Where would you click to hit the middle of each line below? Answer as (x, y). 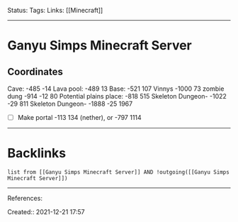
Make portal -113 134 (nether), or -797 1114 (79, 117)
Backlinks (37, 154)
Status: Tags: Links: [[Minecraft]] (55, 10)
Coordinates (35, 71)
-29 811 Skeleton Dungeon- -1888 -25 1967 (70, 104)
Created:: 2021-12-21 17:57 (46, 212)
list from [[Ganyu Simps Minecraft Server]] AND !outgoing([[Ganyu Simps (119, 172)
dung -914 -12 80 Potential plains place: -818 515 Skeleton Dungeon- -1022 (117, 96)
